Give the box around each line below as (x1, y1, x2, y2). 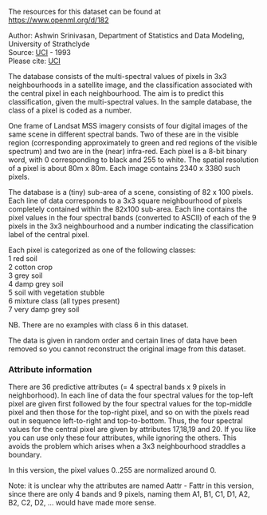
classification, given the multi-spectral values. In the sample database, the (8, 97, 253, 106)
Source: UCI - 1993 (8, 48, 72, 57)
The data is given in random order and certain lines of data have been (8, 335, 238, 345)
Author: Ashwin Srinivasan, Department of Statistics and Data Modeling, (8, 31, 245, 40)
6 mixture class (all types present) (8, 296, 120, 306)
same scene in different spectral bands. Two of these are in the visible (8, 129, 239, 139)
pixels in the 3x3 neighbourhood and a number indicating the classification (8, 221, 253, 231)
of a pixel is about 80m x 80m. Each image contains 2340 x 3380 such (8, 164, 241, 172)
